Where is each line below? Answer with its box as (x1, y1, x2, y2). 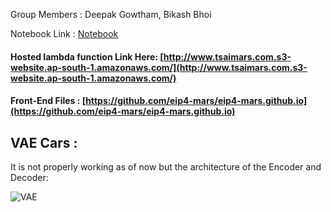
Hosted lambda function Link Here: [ (10, 50, 164, 63)
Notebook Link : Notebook (10, 28, 119, 39)
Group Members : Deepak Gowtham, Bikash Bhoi (10, 9, 212, 20)
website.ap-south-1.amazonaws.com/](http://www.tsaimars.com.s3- (10, 61, 308, 73)
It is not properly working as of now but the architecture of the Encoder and (10, 161, 322, 173)
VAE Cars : (10, 134, 78, 151)
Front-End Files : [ (10, 95, 87, 107)
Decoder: (10, 172, 49, 183)
